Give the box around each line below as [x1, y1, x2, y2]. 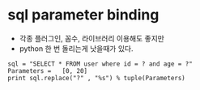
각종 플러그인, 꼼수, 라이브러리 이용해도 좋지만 [19, 33, 165, 43]
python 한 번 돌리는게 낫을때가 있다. [19, 43, 134, 54]
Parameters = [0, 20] [7, 66, 88, 75]
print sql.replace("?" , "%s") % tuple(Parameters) [7, 74, 185, 82]
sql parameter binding [7, 6, 160, 24]
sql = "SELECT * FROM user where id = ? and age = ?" [7, 59, 194, 68]
